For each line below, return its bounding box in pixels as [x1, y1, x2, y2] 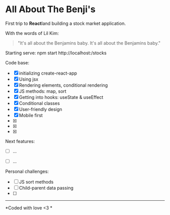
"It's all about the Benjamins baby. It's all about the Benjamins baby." [17, 40, 161, 46]
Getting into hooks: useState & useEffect [19, 94, 104, 100]
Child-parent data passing [19, 185, 74, 191]
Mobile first [19, 112, 43, 118]
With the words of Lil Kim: [5, 30, 59, 36]
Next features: [5, 138, 35, 144]
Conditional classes [19, 100, 60, 106]
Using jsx [19, 76, 39, 82]
